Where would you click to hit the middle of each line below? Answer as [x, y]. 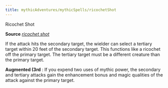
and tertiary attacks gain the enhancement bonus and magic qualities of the [84, 75]
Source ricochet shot [27, 34]
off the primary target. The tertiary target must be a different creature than [83, 54]
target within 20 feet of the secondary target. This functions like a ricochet [83, 49]
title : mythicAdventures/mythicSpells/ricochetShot [61, 10]
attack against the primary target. [40, 80]
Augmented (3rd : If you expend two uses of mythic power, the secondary [83, 69]
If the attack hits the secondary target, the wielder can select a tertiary [79, 44]
